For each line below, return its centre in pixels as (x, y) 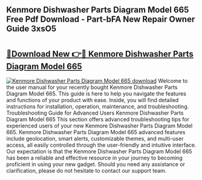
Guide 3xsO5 (31, 29)
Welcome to (173, 81)
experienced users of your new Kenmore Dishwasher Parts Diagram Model (99, 126)
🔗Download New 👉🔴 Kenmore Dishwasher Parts (100, 54)
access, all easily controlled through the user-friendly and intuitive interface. (101, 145)
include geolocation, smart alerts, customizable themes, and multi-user (95, 139)
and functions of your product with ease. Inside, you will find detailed (93, 100)
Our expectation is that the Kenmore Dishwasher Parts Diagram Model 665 (99, 151)
